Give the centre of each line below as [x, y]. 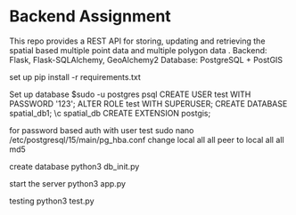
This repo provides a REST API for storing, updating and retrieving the [137, 41]
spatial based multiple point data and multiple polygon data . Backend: [138, 50]
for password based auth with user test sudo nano [102, 130]
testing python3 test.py [52, 201]
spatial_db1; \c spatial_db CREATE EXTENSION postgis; [110, 113]
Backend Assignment [90, 16]
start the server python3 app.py [68, 183]
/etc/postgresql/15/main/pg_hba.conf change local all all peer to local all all [147, 139]
